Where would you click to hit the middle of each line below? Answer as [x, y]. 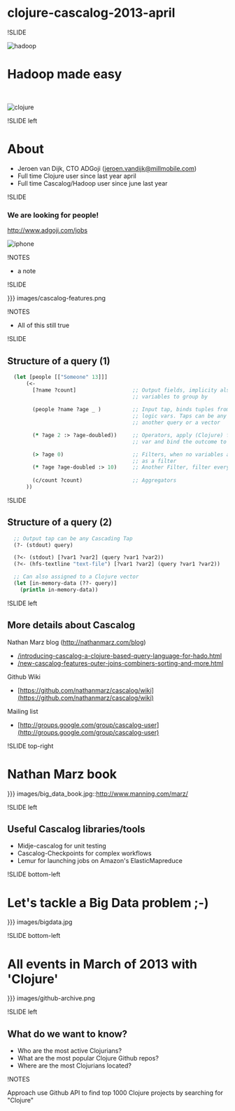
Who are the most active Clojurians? [70, 1051]
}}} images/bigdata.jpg [40, 922]
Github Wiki [24, 677]
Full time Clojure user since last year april [77, 176]
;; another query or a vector [176, 423]
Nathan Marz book [62, 774]
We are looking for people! [53, 215]
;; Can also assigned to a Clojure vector [76, 577]
